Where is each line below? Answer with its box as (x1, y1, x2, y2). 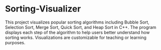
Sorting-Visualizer (5, 3, 81, 14)
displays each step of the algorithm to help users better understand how (5, 29, 150, 35)
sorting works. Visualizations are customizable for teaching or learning (5, 35, 147, 40)
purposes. (5, 39, 26, 45)
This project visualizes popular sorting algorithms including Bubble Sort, (5, 19, 150, 25)
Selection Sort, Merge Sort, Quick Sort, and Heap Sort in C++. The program (5, 24, 157, 30)
